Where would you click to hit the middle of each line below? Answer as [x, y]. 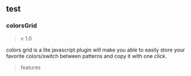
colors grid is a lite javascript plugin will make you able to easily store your [96, 50]
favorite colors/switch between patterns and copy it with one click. [86, 56]
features [30, 67]
